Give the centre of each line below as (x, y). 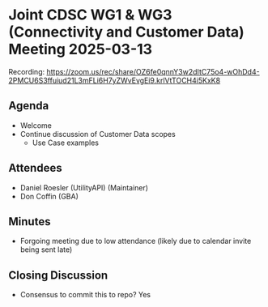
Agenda (29, 106)
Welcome (36, 125)
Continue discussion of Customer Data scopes (98, 134)
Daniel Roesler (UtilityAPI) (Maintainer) (84, 187)
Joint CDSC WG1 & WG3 (90, 15)
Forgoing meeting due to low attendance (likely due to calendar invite (136, 241)
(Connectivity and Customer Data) (126, 32)
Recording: (27, 71)
